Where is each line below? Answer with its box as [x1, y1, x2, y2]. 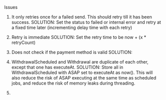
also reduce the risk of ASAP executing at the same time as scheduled [11, 75, 156, 80]
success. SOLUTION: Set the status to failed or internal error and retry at [11, 19, 161, 25]
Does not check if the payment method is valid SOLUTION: [11, 49, 132, 55]
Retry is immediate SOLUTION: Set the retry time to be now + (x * [11, 34, 146, 40]
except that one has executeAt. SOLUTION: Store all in [11, 64, 123, 70]
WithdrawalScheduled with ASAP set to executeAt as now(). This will [11, 69, 153, 75]
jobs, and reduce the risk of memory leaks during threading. [11, 80, 135, 86]
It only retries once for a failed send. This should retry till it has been [11, 14, 152, 19]
